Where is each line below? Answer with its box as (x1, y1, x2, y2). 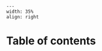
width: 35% (6, 8, 34, 15)
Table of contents (6, 34, 97, 48)
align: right (6, 14, 39, 20)
